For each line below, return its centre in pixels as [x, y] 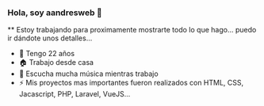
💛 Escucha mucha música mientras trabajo [89, 74]
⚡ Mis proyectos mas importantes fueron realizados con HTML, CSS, [131, 83]
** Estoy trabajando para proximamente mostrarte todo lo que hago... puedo [132, 30]
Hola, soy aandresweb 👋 [55, 13]
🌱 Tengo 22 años [47, 54]
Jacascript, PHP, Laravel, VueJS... [75, 94]
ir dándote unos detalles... [50, 38]
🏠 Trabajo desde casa [56, 62]
